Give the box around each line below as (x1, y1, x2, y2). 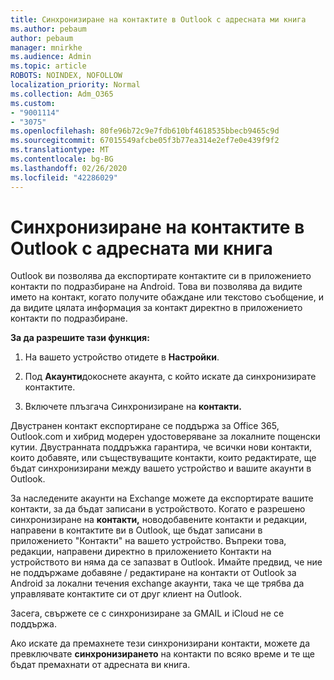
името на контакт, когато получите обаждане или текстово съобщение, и (10, 291, 324, 303)
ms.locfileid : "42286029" (10, 172, 118, 183)
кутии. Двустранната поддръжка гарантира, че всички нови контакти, (10, 441, 312, 453)
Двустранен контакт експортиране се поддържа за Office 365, (10, 420, 280, 432)
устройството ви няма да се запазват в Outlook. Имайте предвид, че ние (10, 556, 323, 568)
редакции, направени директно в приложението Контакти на (10, 546, 272, 558)
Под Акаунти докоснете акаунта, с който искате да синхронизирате (24, 371, 317, 383)
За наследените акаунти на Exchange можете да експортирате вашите (10, 492, 314, 505)
